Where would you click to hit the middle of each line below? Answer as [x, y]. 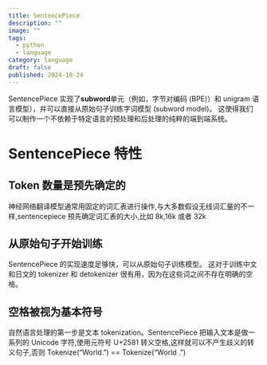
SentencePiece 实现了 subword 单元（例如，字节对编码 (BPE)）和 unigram [130, 98]
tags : [17, 38]
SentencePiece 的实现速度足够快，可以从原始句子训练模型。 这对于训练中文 [133, 265]
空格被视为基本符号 [55, 312]
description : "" [35, 23]
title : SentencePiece [44, 16]
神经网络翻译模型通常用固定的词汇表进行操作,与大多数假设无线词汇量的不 [128, 206]
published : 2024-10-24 [46, 75]
